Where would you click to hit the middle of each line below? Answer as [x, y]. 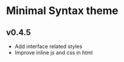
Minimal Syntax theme [62, 11]
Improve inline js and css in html [54, 53]
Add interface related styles [48, 46]
